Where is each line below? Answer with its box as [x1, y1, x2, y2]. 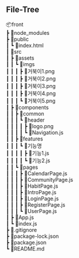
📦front [6, 21, 23, 28]
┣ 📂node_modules [6, 29, 50, 36]
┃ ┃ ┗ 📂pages [6, 164, 38, 171]
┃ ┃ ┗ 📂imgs [6, 60, 35, 67]
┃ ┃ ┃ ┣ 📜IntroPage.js [6, 188, 57, 195]
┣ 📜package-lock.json [6, 233, 59, 240]
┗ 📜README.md [6, 245, 45, 252]
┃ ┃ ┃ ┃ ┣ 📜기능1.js [6, 149, 50, 156]
